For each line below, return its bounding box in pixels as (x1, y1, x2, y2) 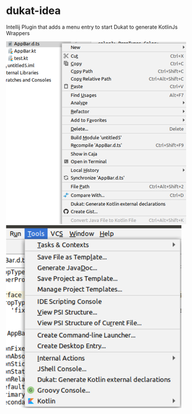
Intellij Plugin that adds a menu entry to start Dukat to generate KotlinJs (6, 23, 178, 30)
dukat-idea (6, 4, 61, 18)
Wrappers (6, 29, 30, 36)
